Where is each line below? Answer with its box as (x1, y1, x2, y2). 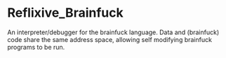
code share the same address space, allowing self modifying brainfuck (7, 35, 213, 43)
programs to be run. (7, 43, 65, 51)
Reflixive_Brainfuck (7, 5, 124, 21)
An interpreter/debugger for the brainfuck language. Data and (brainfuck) (7, 28, 220, 36)
